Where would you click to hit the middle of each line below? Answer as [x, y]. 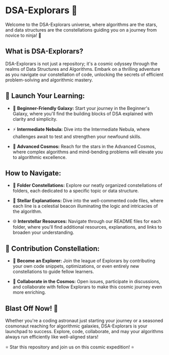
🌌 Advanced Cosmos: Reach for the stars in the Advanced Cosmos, [84, 146]
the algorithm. [27, 211]
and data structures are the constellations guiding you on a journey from [81, 30]
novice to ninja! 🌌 [23, 35]
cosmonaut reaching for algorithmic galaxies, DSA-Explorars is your [76, 326]
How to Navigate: [33, 173]
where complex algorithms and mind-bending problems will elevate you [88, 152]
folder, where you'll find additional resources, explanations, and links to [87, 227]
